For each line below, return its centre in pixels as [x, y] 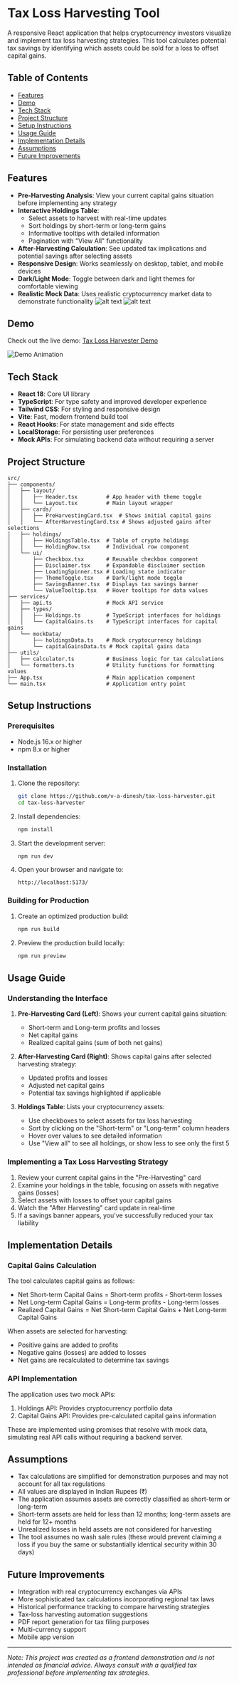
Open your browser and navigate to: [70, 870]
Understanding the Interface [58, 998]
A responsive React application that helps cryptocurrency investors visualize [119, 33]
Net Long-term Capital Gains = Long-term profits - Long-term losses [118, 1302]
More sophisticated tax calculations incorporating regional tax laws [116, 1599]
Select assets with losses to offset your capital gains [95, 1200]
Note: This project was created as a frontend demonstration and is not [111, 1658]
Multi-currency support [52, 1630]
